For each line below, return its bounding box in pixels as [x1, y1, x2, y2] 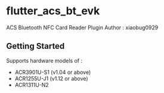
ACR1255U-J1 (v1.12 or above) [14, 75, 88, 82]
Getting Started [6, 41, 65, 51]
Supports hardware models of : [6, 57, 82, 64]
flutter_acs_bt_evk [6, 4, 100, 18]
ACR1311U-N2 [14, 81, 49, 88]
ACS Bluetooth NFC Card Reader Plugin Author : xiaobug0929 [6, 24, 159, 31]
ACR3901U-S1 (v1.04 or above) [14, 69, 91, 76]
